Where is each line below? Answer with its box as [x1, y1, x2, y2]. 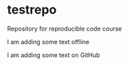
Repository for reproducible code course [7, 24, 122, 33]
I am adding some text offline [7, 37, 90, 46]
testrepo [7, 2, 57, 18]
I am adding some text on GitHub [7, 50, 101, 59]
